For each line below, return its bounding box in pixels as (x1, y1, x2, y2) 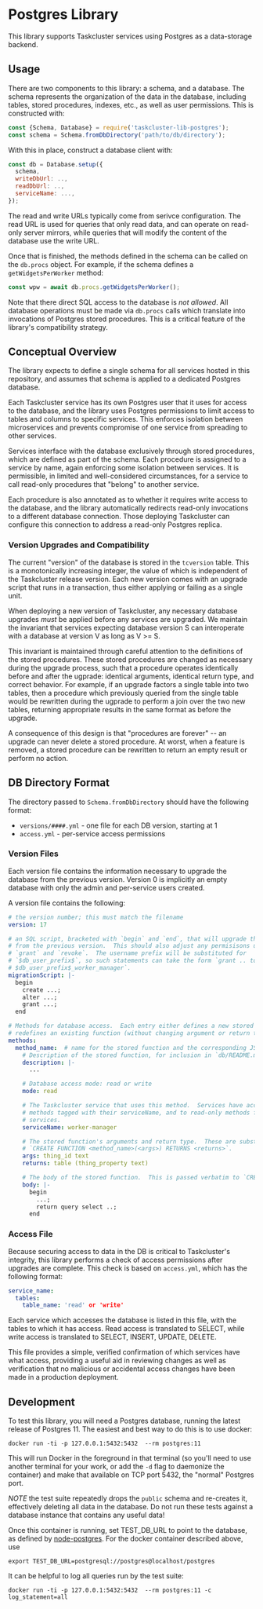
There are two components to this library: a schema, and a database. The (8, 83, 245, 93)
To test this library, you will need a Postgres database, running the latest (8, 1416, 241, 1426)
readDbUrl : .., (15, 182, 65, 190)
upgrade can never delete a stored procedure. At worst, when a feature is (8, 737, 245, 746)
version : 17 (8, 920, 47, 928)
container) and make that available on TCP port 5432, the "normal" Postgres (8, 1470, 254, 1479)
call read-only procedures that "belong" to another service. (8, 480, 200, 489)
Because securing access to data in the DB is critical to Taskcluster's (8, 1246, 231, 1256)
